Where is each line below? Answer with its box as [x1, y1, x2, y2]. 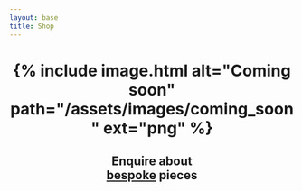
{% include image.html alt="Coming [13, 60, 291, 81]
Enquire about [111, 154, 193, 169]
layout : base [9, 13, 59, 23]
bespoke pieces [106, 168, 198, 183]
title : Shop [9, 22, 54, 31]
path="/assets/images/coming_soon [10, 98, 294, 119]
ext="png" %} [103, 118, 213, 138]
